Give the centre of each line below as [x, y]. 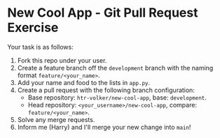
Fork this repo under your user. [62, 60]
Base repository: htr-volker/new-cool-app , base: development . [117, 97]
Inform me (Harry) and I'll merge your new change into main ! [104, 127]
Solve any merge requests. [56, 119]
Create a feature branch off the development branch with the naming [115, 68]
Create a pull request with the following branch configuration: [106, 90]
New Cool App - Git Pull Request [103, 13]
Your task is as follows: [40, 47]
